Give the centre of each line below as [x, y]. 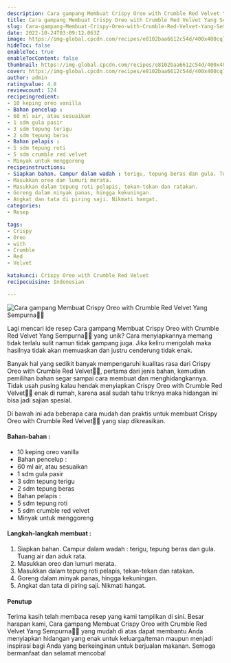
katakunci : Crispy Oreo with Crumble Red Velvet [78, 276]
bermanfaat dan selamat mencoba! [57, 653]
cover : [16, 71]
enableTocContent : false [43, 59]
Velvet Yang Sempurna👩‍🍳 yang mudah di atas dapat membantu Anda [105, 631]
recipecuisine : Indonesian [46, 282]
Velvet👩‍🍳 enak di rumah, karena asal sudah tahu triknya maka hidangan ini [112, 393]
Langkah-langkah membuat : [49, 533]
